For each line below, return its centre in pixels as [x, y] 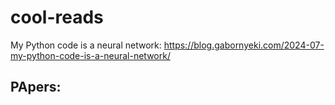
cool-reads [57, 17]
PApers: [36, 87]
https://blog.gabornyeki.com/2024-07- [244, 45]
